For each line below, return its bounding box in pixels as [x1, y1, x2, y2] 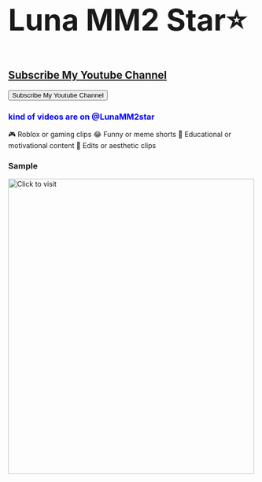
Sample [8, 160, 38, 171]
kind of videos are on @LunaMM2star [8, 111, 155, 122]
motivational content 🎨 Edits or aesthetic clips [8, 140, 157, 150]
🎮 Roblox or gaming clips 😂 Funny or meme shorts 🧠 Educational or [8, 129, 232, 139]
